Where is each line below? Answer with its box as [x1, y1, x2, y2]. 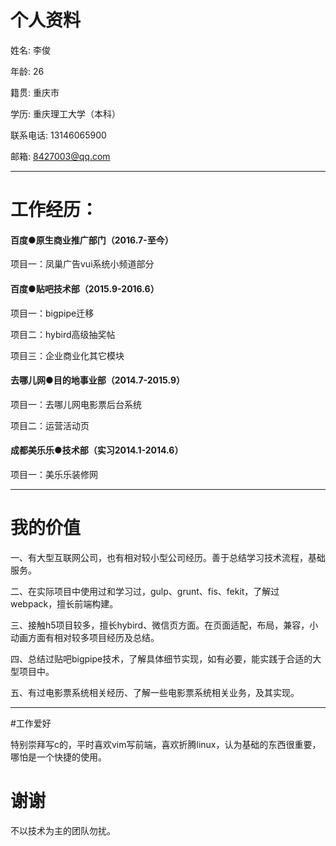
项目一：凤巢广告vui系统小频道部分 [10, 258, 155, 270]
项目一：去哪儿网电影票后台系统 [10, 398, 142, 410]
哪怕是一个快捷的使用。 [10, 751, 107, 763]
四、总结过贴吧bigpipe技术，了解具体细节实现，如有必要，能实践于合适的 [10, 652, 313, 665]
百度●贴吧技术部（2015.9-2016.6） [10, 282, 160, 295]
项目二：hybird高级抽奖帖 [10, 328, 116, 340]
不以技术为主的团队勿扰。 [10, 824, 116, 836]
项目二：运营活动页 [10, 419, 90, 431]
